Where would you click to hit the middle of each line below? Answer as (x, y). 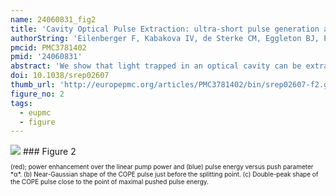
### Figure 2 (49, 152)
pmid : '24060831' (46, 57)
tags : (21, 103)
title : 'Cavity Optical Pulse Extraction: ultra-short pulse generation (165, 29)
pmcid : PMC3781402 (48, 47)
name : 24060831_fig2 (53, 19)
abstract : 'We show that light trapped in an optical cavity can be (156, 66)
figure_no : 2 (37, 94)
